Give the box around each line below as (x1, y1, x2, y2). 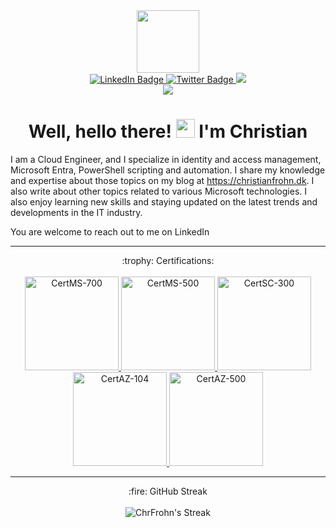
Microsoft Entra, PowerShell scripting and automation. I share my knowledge (10, 164, 326, 176)
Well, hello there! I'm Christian (28, 120, 308, 143)
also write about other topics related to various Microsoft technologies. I (10, 185, 308, 197)
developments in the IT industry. (10, 206, 143, 218)
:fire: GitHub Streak (128, 485, 208, 497)
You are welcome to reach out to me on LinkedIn (10, 225, 210, 238)
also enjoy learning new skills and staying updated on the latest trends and (10, 195, 318, 208)
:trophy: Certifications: (121, 254, 215, 266)
